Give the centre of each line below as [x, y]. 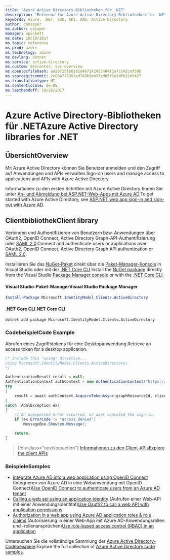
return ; [22, 434]
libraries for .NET [42, 137]
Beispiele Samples [28, 466]
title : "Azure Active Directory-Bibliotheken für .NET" [65, 10]
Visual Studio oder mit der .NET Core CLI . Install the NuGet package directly [84, 270]
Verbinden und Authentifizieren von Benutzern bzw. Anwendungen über [80, 233]
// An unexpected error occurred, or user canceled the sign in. [85, 415]
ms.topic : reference [27, 43]
